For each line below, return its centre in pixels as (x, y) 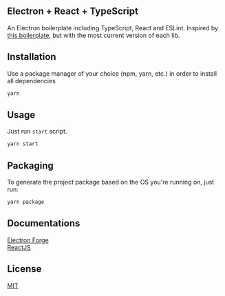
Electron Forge (28, 240)
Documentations (44, 223)
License (24, 269)
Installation (32, 57)
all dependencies (32, 81)
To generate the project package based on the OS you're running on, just (111, 182)
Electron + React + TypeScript (73, 11)
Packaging (30, 166)
